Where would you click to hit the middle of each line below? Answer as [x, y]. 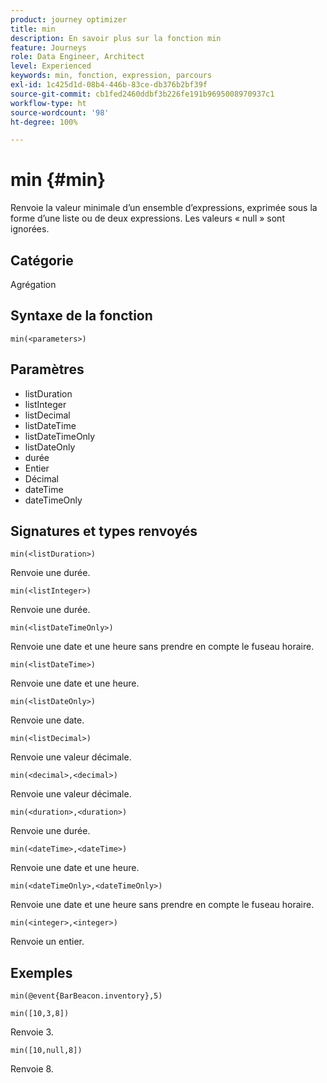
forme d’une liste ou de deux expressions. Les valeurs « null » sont [147, 218]
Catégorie [42, 260]
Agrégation [33, 284]
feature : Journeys [48, 47]
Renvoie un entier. [47, 942]
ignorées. [30, 229]
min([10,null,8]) [46, 1051]
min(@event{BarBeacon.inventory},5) [86, 996]
